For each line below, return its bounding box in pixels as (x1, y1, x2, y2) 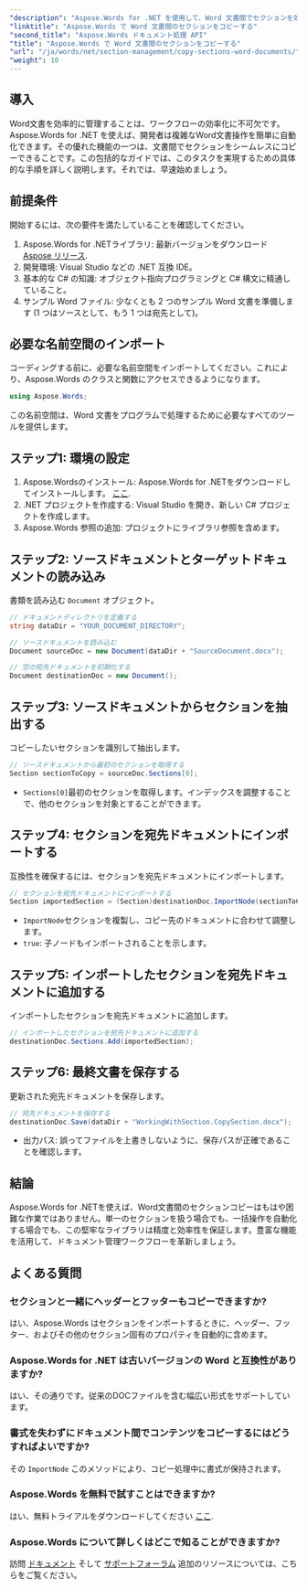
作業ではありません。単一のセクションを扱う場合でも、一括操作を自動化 (25, 1213, 298, 1224)
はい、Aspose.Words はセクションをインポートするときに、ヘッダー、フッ (9, 1317, 291, 1328)
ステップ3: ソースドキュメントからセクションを (9, 699, 276, 714)
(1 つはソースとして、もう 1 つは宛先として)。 (33, 307, 204, 318)
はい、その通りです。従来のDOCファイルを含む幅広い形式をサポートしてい (9, 1391, 291, 1402)
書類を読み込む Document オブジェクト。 (9, 594, 159, 605)
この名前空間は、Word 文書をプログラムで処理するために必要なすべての (9, 410, 280, 421)
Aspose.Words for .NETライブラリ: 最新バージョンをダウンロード (22, 239, 268, 250)
